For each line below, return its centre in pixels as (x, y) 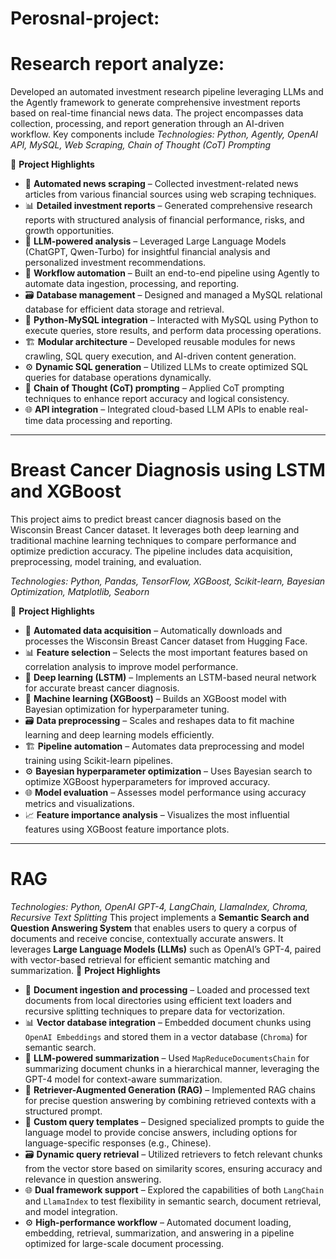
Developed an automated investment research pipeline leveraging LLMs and (167, 92)
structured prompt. (63, 1111)
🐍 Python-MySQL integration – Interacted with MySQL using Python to (171, 320)
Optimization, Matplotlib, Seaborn (80, 592)
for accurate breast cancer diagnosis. (102, 688)
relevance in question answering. (93, 1179)
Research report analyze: (117, 64)
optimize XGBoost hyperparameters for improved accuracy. (147, 782)
